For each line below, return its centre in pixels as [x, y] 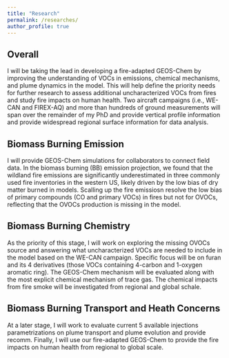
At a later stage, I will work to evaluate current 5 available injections [103, 325]
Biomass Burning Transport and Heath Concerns [114, 309]
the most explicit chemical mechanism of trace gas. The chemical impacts [112, 279]
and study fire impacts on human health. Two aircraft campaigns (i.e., [106, 100]
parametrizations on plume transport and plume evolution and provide [107, 332]
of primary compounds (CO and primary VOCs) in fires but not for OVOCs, [112, 197]
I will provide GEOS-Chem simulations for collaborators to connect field [109, 160]
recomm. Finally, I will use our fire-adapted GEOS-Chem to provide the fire [113, 339]
